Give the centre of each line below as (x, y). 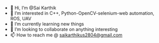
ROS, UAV (21, 18)
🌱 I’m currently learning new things (47, 24)
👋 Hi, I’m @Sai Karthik (33, 8)
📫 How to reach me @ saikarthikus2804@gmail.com (66, 35)
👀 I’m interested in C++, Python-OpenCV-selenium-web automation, (82, 13)
